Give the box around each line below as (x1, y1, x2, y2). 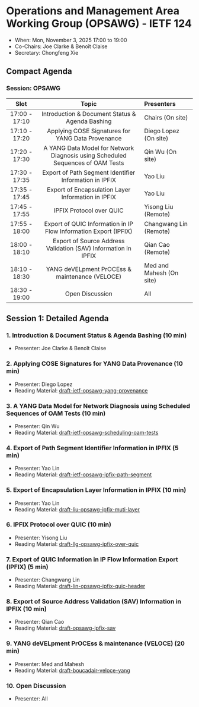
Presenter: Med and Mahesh (14, 660, 85, 667)
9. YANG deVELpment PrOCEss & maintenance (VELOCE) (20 (6, 639, 185, 648)
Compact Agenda (6, 67, 72, 77)
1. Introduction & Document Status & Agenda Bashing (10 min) (6, 331, 187, 340)
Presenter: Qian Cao (14, 618, 65, 626)
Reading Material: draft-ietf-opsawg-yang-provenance (14, 387, 148, 394)
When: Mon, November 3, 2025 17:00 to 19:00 (14, 36, 127, 43)
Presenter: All (14, 695, 49, 702)
